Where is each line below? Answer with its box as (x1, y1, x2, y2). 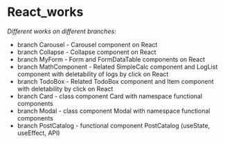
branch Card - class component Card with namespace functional (17, 91, 203, 100)
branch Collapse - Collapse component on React (17, 48, 157, 56)
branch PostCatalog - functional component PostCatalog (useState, (17, 121, 210, 129)
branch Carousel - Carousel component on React (17, 40, 158, 48)
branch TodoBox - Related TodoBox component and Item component (17, 77, 215, 85)
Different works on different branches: (7, 27, 116, 35)
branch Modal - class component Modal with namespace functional (17, 107, 210, 115)
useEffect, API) (17, 129, 60, 137)
